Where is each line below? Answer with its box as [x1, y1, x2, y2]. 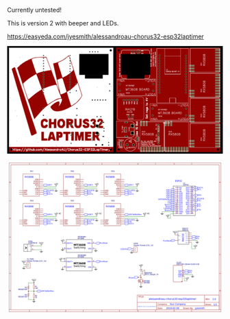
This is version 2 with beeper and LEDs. [7, 19, 119, 27]
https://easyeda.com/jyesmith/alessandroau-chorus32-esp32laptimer [7, 32, 204, 40]
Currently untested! [7, 6, 62, 14]
